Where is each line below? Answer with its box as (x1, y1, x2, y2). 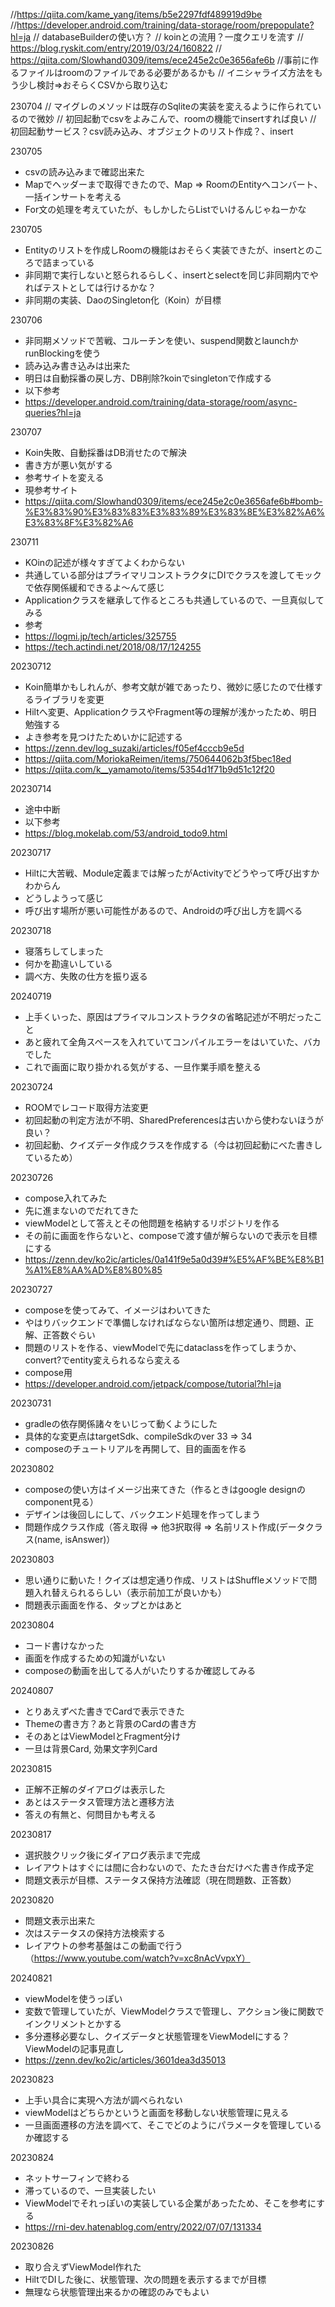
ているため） (24, 1152, 78, 1163)
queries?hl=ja (24, 407, 82, 418)
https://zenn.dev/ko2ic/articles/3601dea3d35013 (24, 2054, 227, 2066)
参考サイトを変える (24, 472, 105, 483)
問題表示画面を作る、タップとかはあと (24, 1599, 183, 1611)
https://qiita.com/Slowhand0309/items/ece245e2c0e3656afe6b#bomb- (24, 495, 323, 507)
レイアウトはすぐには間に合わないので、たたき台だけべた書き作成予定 (24, 1862, 315, 1873)
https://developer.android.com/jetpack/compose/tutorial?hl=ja (24, 1378, 282, 1389)
